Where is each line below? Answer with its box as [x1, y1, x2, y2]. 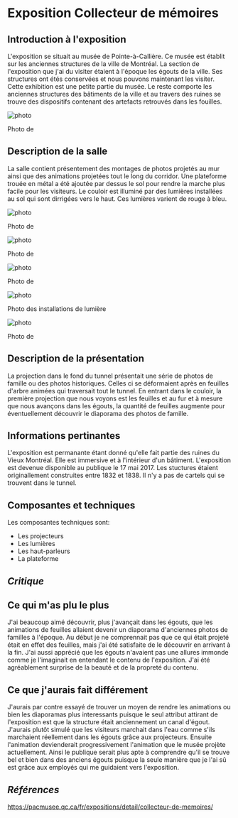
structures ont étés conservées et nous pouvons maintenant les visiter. [7, 75, 215, 83]
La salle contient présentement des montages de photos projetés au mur [7, 164, 220, 173]
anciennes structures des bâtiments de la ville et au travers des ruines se [7, 90, 222, 98]
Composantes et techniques [7, 499, 136, 511]
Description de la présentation [7, 353, 144, 365]
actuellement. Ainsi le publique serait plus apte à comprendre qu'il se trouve [7, 748, 230, 757]
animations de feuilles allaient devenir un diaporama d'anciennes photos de [7, 626, 229, 634]
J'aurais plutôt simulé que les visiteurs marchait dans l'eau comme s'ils [7, 726, 215, 734]
